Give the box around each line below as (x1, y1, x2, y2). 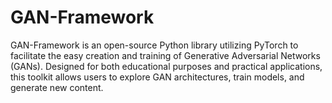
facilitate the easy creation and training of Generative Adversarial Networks (10, 49, 321, 61)
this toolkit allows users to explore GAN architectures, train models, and (10, 71, 305, 83)
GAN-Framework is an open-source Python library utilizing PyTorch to (10, 39, 299, 51)
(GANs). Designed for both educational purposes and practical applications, (10, 60, 323, 72)
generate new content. (10, 81, 104, 93)
